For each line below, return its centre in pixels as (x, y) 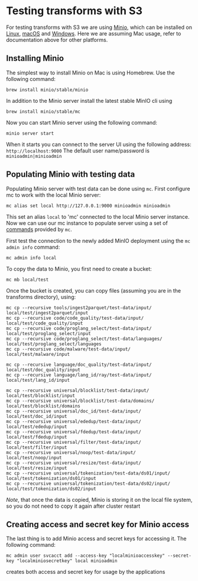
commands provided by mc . (39, 229)
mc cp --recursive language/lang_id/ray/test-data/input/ (79, 375)
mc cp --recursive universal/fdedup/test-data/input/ (74, 432)
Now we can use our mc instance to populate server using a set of (87, 223)
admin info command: (33, 247)
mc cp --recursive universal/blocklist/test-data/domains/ (80, 401)
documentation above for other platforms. (57, 40)
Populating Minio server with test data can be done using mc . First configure (98, 189)
